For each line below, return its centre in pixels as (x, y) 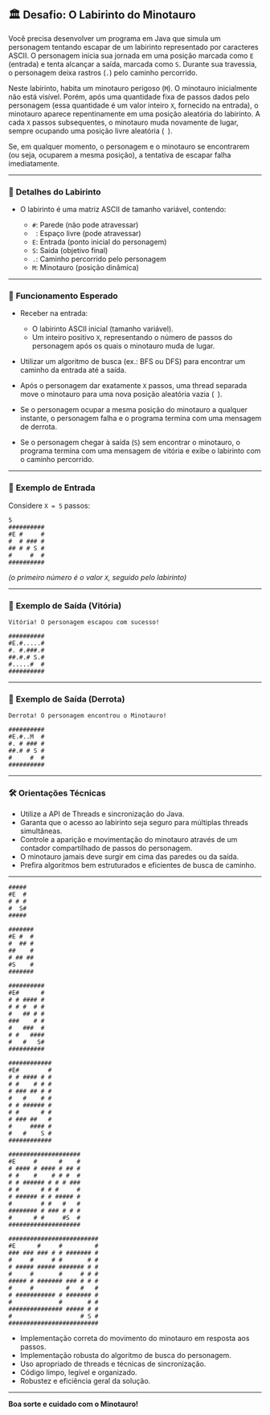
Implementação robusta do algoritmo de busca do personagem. (125, 1355)
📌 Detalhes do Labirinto (55, 191)
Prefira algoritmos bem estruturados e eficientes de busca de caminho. (138, 865)
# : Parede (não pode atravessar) (85, 225)
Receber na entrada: (54, 313)
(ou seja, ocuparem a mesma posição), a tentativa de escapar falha (120, 155)
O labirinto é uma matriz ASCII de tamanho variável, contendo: (123, 210)
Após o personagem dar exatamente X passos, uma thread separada (133, 386)
